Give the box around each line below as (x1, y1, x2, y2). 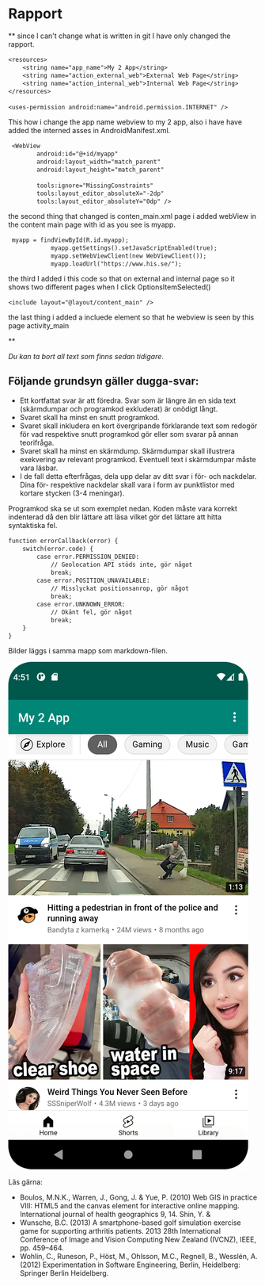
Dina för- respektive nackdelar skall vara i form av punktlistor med (19, 480, 235, 489)
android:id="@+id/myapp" (36, 150, 119, 158)
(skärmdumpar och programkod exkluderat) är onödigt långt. (19, 404, 218, 413)
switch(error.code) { (22, 545, 93, 553)
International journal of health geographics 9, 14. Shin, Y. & (19, 1209, 211, 1219)
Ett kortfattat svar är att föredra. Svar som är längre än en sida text (19, 396, 237, 405)
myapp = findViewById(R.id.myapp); (11, 235, 129, 244)
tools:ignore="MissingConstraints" (36, 182, 154, 189)
